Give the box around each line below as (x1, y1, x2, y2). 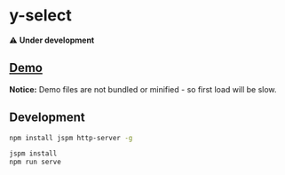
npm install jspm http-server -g (9, 133, 133, 142)
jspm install (9, 149, 58, 158)
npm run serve (9, 157, 62, 167)
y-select (9, 5, 73, 26)
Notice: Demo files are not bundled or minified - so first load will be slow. (9, 84, 277, 94)
